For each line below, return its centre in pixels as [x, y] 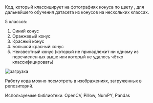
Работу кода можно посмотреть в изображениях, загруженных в [73, 81]
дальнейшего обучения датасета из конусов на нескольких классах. [77, 12]
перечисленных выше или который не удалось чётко [68, 57]
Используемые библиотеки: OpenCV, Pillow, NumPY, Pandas [68, 95]
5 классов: [16, 22]
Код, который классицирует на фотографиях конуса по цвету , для [75, 7]
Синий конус [25, 31]
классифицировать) [33, 62]
